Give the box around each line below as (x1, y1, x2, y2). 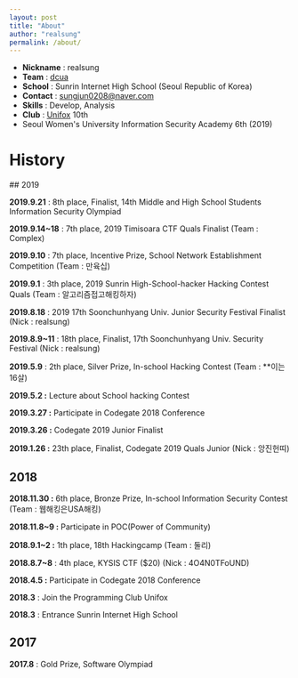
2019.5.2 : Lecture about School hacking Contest (9, 391, 189, 401)
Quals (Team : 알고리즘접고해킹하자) (9, 289, 137, 300)
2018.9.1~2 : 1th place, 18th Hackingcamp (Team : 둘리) (9, 540, 212, 550)
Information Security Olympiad (9, 206, 122, 217)
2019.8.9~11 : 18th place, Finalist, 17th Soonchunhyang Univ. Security (9, 334, 264, 344)
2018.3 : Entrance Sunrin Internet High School (9, 609, 178, 619)
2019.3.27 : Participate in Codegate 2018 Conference (9, 408, 205, 418)
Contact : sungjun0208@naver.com (21, 91, 154, 101)
